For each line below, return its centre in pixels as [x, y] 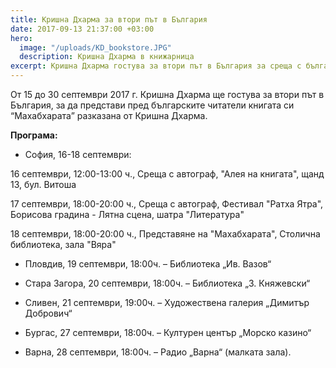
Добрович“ [48, 313]
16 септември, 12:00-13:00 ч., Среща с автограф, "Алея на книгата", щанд [167, 174]
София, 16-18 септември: [78, 154]
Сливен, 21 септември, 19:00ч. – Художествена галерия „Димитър [167, 302]
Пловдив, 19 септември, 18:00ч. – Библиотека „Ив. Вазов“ [148, 264]
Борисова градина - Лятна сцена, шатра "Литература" [127, 214]
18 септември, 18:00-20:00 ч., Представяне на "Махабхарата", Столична [165, 234]
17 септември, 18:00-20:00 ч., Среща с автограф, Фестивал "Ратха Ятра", [167, 204]
